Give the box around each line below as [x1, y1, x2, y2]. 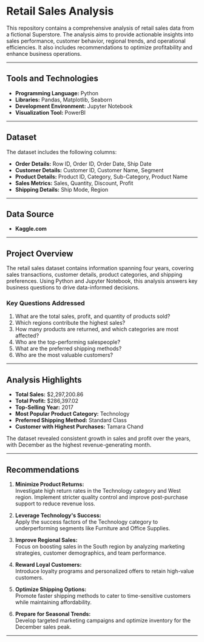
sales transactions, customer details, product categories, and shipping [6, 271, 183, 279]
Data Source [6, 209, 54, 219]
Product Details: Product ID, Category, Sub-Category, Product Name [15, 173, 188, 180]
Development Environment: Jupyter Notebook [15, 102, 133, 110]
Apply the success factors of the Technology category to [15, 518, 158, 525]
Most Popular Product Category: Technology [15, 410, 130, 417]
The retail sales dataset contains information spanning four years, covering [6, 265, 194, 272]
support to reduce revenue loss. [15, 500, 95, 507]
